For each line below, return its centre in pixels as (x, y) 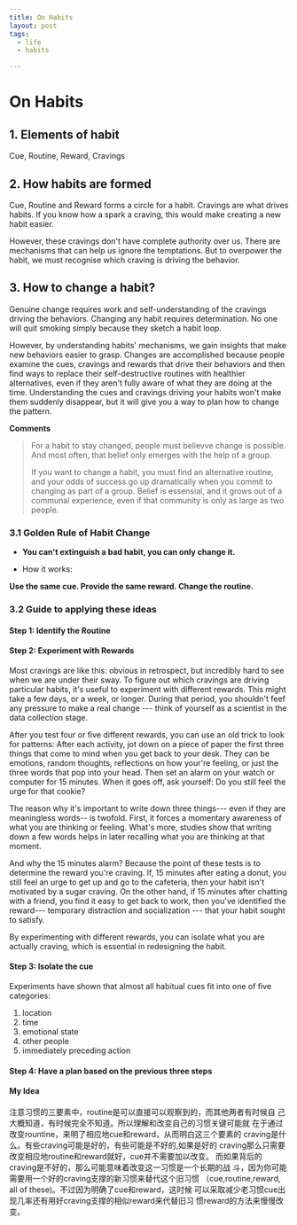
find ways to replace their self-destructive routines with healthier (128, 373)
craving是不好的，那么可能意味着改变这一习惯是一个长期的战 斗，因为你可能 (148, 1167)
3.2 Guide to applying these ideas (83, 609)
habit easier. (32, 223)
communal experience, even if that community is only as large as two (157, 500)
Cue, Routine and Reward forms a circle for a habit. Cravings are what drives (149, 205)
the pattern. (31, 411)
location (37, 1012)
